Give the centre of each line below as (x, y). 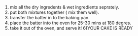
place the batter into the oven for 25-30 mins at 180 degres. (70, 23)
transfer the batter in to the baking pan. (50, 18)
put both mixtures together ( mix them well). (54, 12)
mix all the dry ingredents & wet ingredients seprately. (64, 7)
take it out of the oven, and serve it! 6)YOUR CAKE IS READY (71, 28)
